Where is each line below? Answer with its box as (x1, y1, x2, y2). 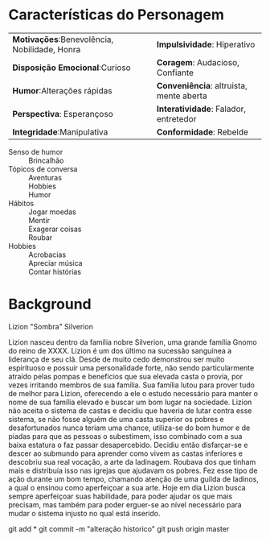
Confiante (156, 67, 194, 78)
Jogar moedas (28, 207, 76, 217)
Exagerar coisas (28, 224, 82, 234)
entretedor (156, 113, 197, 124)
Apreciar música (28, 258, 83, 267)
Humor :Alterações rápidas (12, 85, 112, 96)
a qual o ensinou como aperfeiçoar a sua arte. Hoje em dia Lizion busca (8, 482, 247, 492)
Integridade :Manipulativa (12, 126, 108, 138)
